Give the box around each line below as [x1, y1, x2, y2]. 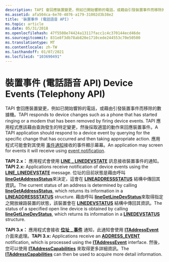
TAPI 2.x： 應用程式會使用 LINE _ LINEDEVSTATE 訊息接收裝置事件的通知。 [5, 158, 162, 164]
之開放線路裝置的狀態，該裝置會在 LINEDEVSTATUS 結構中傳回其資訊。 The [5, 200, 162, 206]
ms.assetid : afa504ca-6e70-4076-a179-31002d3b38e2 [5, 12, 114, 17]
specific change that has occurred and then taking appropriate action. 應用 [5, 136, 160, 142]
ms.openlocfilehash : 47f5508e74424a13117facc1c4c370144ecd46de [5, 31, 141, 36]
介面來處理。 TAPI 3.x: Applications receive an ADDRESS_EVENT [5, 233, 140, 239]
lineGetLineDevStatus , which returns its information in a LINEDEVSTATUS [5, 211, 160, 217]
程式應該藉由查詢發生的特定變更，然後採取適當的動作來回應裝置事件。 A [9, 124, 158, 130]
